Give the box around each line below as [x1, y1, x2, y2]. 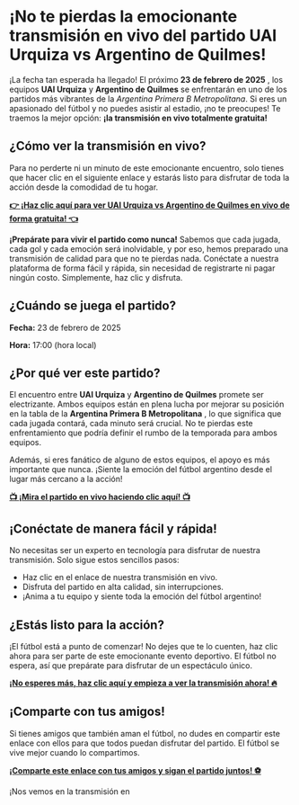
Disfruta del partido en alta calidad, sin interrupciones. [22, 582, 224, 593]
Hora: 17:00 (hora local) [9, 339, 97, 350]
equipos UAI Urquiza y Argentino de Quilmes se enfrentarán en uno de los [9, 84, 287, 94]
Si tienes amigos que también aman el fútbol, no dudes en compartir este [9, 728, 281, 738]
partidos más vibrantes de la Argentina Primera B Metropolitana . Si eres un [9, 93, 287, 104]
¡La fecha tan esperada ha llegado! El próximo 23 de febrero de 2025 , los [9, 74, 284, 85]
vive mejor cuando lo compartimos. [9, 747, 141, 757]
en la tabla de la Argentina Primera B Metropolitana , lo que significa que [9, 408, 282, 419]
